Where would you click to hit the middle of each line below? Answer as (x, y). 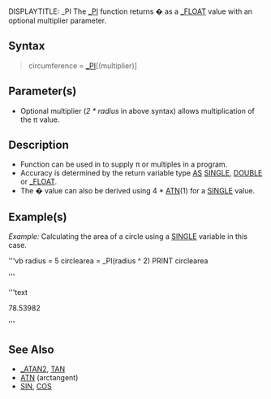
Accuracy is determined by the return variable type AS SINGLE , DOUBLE (141, 173)
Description (39, 145)
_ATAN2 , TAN (43, 369)
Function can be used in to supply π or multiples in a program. (124, 164)
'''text (18, 293)
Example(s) (38, 217)
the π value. (40, 119)
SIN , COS (36, 386)
